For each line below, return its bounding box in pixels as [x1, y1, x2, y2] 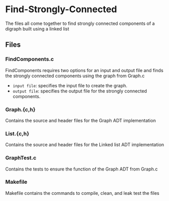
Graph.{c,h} [5, 106, 36, 113]
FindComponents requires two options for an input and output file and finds [5, 67, 164, 73]
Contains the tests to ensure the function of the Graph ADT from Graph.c [5, 166, 158, 172]
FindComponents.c [5, 56, 54, 63]
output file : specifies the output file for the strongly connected [12, 88, 147, 94]
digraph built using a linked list [5, 25, 70, 31]
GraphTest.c [5, 154, 37, 161]
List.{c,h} [5, 130, 30, 137]
